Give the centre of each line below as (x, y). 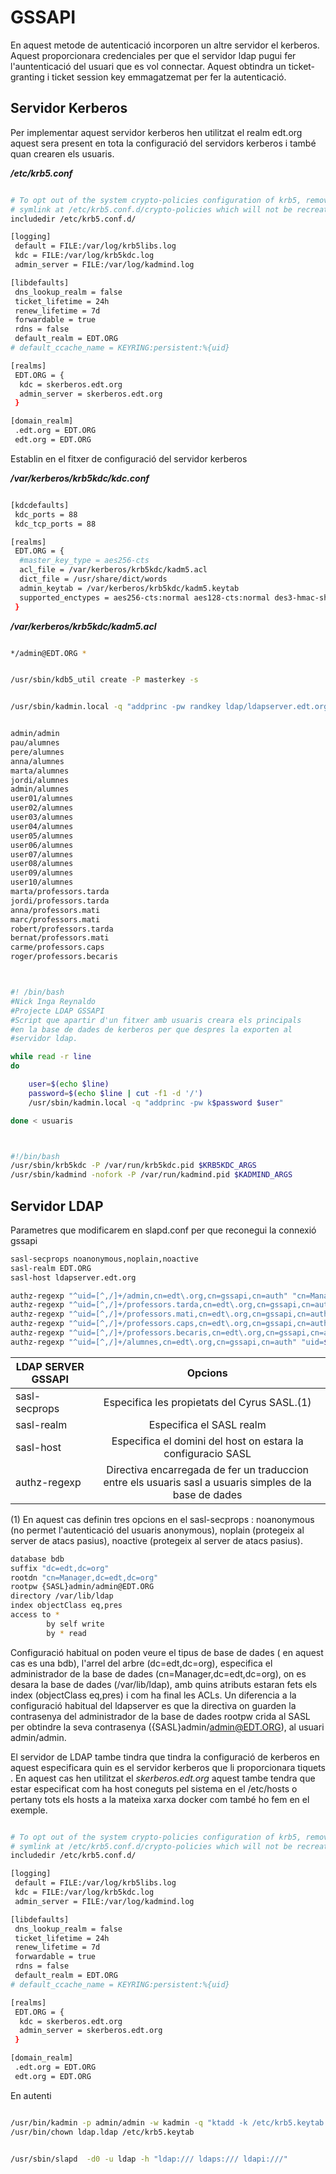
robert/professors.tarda (62, 929)
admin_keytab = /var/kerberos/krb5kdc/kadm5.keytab (129, 588)
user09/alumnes (42, 873)
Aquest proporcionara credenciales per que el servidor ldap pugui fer (153, 55)
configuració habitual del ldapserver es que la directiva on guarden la (153, 1705)
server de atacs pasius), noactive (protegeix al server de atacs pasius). (156, 1540)
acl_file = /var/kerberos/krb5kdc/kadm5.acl (113, 570)
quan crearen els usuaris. (62, 153)
